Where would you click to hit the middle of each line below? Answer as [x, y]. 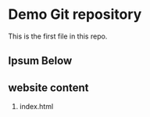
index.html [36, 107]
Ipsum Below [40, 61]
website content [48, 88]
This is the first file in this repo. [58, 36]
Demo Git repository [75, 15]
